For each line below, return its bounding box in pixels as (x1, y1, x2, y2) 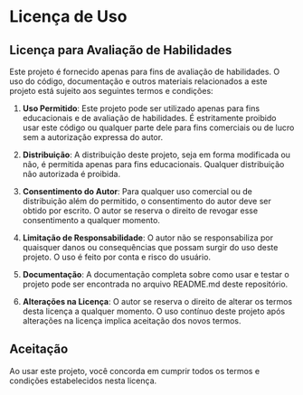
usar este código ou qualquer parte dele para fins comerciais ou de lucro (22, 122, 295, 133)
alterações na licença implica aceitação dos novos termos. (22, 315, 241, 326)
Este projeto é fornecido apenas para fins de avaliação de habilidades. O (9, 66, 280, 77)
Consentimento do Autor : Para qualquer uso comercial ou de (22, 186, 253, 196)
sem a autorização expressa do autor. (22, 132, 164, 142)
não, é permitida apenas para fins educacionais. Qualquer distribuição (22, 159, 285, 169)
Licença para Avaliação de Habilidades (9, 42, 232, 58)
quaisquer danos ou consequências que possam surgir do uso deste (22, 242, 279, 252)
